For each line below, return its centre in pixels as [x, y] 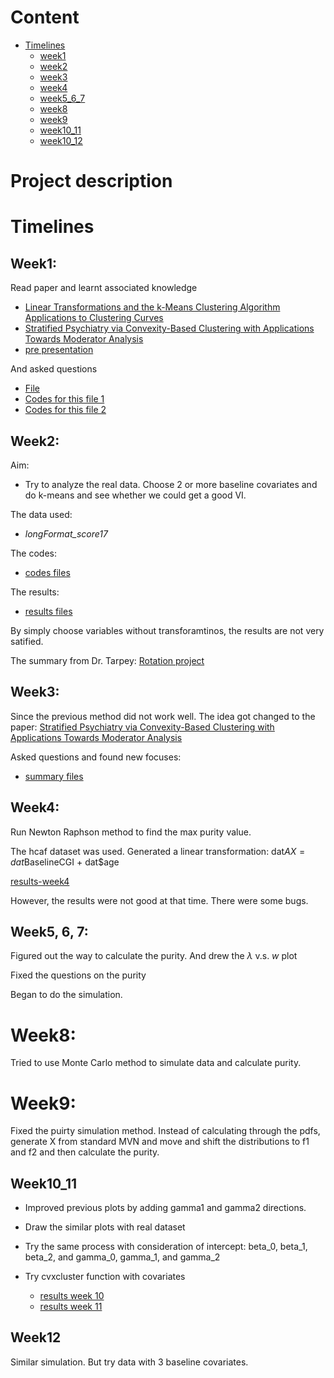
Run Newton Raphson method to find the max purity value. [131, 832]
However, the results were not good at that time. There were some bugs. [159, 900]
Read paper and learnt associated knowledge [104, 288]
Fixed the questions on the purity [78, 975]
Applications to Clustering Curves [94, 318]
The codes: [33, 553]
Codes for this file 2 [65, 410]
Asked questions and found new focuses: [96, 757]
